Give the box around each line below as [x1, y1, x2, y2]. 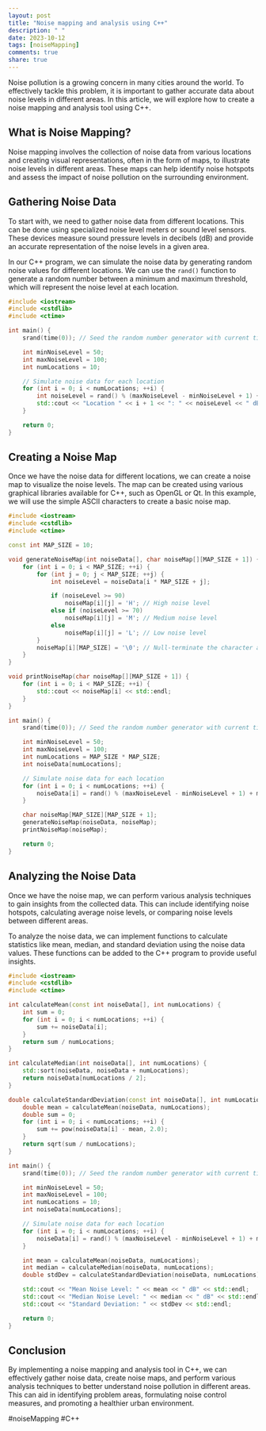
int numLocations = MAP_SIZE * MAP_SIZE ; [22, 753, 161, 762]
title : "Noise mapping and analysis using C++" [8, 19, 169, 27]
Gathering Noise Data [8, 195, 117, 209]
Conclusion [8, 1344, 66, 1357]
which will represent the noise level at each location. [8, 282, 180, 292]
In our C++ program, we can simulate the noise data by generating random [8, 257, 253, 267]
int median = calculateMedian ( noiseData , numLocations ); [22, 1264, 215, 1272]
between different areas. [8, 915, 89, 925]
